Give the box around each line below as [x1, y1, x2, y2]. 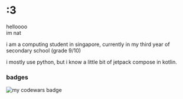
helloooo [6, 23, 28, 30]
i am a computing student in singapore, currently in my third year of [6, 41, 170, 48]
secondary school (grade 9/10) [6, 47, 81, 54]
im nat [6, 29, 22, 36]
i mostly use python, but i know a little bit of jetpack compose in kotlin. [6, 58, 177, 65]
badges [6, 73, 28, 81]
